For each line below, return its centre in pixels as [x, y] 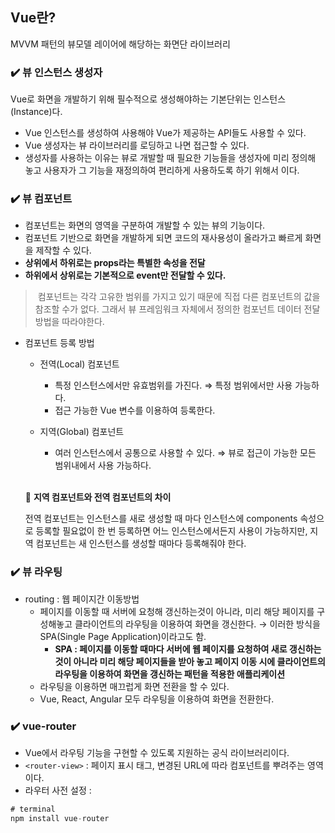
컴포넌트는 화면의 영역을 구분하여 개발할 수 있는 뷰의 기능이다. [145, 225]
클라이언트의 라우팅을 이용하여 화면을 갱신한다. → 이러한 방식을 [197, 624]
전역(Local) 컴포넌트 [79, 364]
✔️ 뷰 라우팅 [36, 572]
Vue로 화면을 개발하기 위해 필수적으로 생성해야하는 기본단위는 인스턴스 [148, 99]
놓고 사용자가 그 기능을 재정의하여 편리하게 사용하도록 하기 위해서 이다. [162, 170]
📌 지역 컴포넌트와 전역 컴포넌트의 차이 [98, 497]
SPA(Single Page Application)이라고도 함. [123, 636]
